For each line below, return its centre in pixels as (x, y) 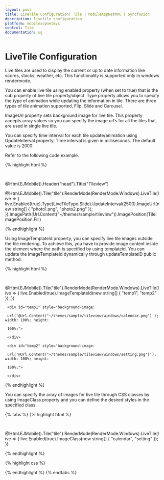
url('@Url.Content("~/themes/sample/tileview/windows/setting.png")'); (82, 354)
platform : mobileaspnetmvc (33, 23)
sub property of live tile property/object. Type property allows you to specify (82, 95)
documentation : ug (24, 32)
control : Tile (20, 28)
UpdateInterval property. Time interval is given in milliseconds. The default (80, 140)
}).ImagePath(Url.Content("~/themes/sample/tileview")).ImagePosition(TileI (81, 214)
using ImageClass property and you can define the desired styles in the (77, 400)
